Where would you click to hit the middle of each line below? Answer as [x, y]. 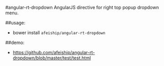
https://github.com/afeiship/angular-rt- [54, 52]
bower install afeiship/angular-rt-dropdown [59, 32]
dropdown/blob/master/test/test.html [52, 58]
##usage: [15, 23]
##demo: [15, 42]
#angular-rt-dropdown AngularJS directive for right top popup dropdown [82, 7]
